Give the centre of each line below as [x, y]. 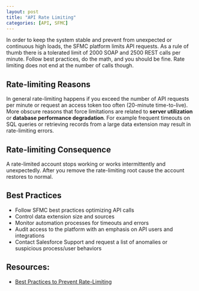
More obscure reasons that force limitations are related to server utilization [99, 112]
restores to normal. [30, 177]
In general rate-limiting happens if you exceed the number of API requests [98, 99]
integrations [30, 235]
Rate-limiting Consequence [59, 150]
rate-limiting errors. [30, 131]
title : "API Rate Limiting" [41, 17]
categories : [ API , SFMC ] [37, 23]
